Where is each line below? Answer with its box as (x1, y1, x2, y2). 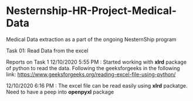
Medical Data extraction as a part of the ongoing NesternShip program (6, 36, 177, 43)
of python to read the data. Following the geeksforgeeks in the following (6, 64, 180, 71)
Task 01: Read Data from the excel (6, 47, 89, 54)
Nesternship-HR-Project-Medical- (6, 4, 177, 18)
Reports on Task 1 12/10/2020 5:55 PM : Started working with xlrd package (6, 58, 187, 65)
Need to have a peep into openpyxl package (6, 88, 114, 95)
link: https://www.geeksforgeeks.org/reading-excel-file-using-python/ (6, 71, 176, 78)
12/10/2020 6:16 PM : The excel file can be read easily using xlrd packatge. (6, 82, 188, 89)
